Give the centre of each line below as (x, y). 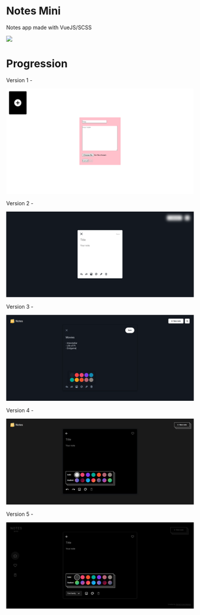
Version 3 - (20, 306)
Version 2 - (20, 203)
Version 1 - (19, 80)
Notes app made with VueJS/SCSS (49, 27)
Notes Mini (34, 11)
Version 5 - (20, 514)
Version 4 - (20, 410)
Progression (37, 64)
